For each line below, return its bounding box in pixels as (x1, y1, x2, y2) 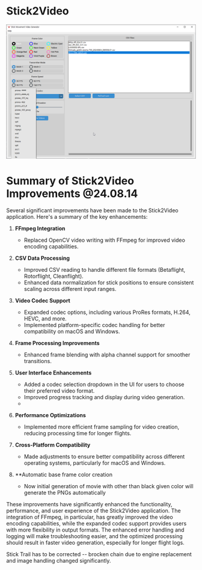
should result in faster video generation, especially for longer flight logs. (6, 539, 185, 546)
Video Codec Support (14, 296, 70, 304)
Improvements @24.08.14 (6, 186, 138, 200)
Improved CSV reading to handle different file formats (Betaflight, (23, 266, 186, 273)
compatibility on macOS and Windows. (23, 328, 120, 335)
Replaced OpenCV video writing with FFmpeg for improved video (23, 236, 185, 244)
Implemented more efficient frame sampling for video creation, (23, 423, 179, 431)
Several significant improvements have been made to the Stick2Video (6, 206, 179, 214)
